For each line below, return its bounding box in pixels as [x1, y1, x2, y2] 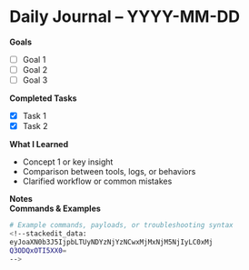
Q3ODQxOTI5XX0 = [9, 245, 67, 255]
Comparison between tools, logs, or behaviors [22, 166, 196, 177]
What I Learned [9, 139, 69, 150]
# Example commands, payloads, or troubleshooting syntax [9, 221, 234, 230]
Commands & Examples [9, 203, 102, 215]
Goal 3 [22, 75, 48, 85]
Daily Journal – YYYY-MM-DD [9, 6, 241, 27]
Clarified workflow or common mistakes [22, 175, 173, 187]
